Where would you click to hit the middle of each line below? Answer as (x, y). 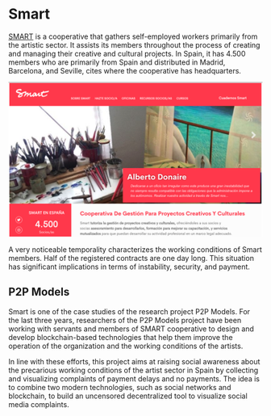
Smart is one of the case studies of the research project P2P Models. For (129, 311)
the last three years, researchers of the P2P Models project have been (125, 320)
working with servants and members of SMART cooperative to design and (131, 329)
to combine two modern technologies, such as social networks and (120, 387)
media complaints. (39, 404)
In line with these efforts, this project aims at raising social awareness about (134, 361)
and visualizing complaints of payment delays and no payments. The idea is (134, 378)
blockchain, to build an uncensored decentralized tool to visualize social (128, 396)
